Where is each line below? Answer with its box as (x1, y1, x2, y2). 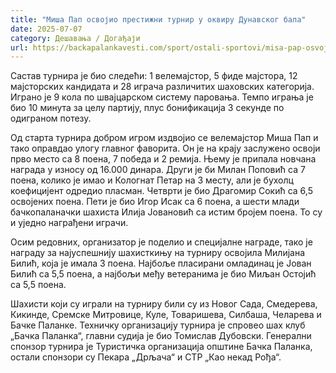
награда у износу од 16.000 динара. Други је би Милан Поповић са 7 (10, 164, 306, 176)
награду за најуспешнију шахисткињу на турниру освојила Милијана (10, 247, 306, 259)
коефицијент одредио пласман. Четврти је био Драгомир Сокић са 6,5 (10, 185, 313, 197)
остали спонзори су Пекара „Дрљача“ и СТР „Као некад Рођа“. (10, 351, 282, 363)
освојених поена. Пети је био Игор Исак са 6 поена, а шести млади (10, 196, 300, 208)
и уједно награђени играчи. (10, 217, 129, 229)
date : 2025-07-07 (10, 24, 83, 34)
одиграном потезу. (10, 112, 92, 125)
